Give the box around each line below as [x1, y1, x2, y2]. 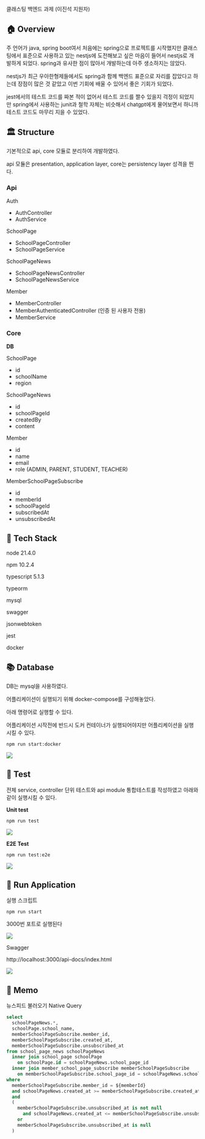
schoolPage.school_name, [12, 1025, 75, 1032]
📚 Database [6, 662, 54, 673]
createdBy [15, 416, 41, 423]
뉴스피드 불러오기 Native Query [6, 1002, 82, 1010]
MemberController [15, 299, 62, 307]
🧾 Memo [6, 985, 38, 995]
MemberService [15, 313, 56, 321]
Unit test [6, 806, 29, 813]
